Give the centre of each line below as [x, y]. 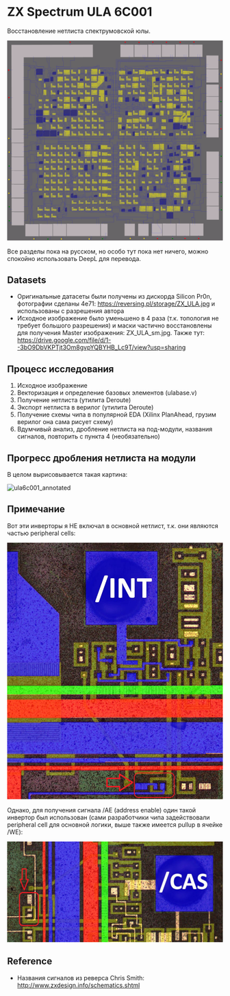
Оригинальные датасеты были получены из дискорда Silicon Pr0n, [114, 297]
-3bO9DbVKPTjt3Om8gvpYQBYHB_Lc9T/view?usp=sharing [101, 347]
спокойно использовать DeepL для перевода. [74, 258]
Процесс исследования [61, 369]
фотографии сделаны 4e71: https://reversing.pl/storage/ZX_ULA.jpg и [116, 304]
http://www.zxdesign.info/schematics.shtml [78, 985]
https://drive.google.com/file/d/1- [64, 340]
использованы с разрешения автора [71, 311]
